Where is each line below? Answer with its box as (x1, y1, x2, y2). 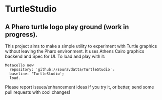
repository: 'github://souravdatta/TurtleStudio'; (9, 67, 115, 72)
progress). (5, 30, 38, 38)
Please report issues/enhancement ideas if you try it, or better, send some (5, 84, 154, 90)
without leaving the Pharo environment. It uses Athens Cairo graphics (5, 49, 144, 54)
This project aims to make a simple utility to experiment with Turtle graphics (5, 43, 157, 49)
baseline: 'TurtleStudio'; (9, 71, 64, 76)
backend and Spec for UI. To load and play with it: (5, 53, 105, 59)
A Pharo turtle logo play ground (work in (5, 23, 129, 31)
